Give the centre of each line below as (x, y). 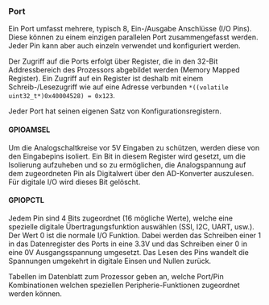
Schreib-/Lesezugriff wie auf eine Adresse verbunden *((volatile (118, 87)
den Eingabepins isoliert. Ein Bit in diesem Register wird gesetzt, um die (127, 156)
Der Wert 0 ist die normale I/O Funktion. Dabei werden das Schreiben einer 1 (135, 235)
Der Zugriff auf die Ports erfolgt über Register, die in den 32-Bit (113, 61)
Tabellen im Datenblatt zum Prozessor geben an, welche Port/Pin (116, 276)
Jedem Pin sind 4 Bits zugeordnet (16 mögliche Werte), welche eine (121, 218)
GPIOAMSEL (29, 130)
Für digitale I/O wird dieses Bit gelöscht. (74, 182)
